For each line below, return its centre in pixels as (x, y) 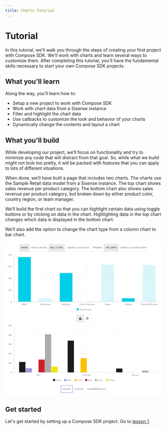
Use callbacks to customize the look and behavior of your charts (79, 119)
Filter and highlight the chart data (47, 114)
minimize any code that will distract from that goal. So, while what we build (82, 158)
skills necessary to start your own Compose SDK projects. (65, 66)
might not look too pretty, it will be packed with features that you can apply (82, 163)
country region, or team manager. (40, 199)
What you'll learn (32, 81)
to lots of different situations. (35, 168)
